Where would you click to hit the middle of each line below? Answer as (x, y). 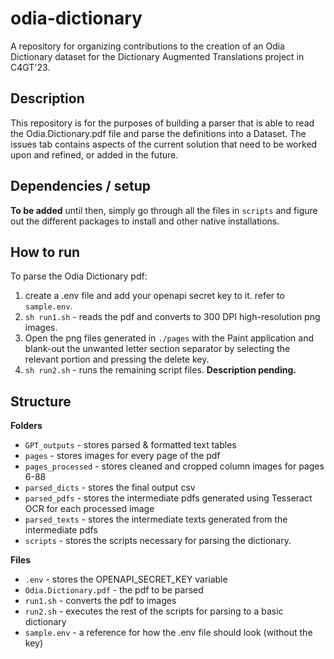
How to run (45, 252)
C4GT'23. (30, 67)
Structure (41, 401)
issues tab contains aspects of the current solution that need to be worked (164, 144)
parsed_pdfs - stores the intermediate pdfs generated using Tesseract (168, 498)
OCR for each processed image (89, 509)
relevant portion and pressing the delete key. (117, 359)
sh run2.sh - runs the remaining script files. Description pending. (160, 370)
